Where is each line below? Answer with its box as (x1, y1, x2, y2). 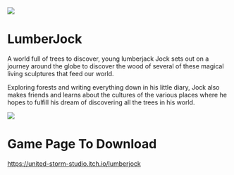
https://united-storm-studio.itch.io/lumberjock (7, 159, 141, 168)
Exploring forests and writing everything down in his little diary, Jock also (7, 83, 220, 91)
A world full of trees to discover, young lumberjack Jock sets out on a (7, 54, 209, 63)
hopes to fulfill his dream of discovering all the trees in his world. (7, 98, 195, 107)
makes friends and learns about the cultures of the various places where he (7, 90, 228, 99)
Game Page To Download (7, 136, 157, 152)
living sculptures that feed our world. (7, 69, 114, 78)
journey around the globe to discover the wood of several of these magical (7, 61, 224, 70)
